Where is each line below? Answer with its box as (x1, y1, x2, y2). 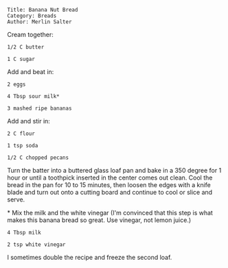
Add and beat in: (7, 68, 54, 75)
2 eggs (7, 81, 26, 88)
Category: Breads (7, 12, 57, 19)
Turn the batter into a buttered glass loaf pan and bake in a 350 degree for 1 (7, 167, 222, 174)
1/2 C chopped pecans (7, 154, 69, 161)
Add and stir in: (7, 117, 50, 125)
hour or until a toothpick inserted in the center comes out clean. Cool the (7, 173, 213, 182)
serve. (7, 195, 25, 204)
